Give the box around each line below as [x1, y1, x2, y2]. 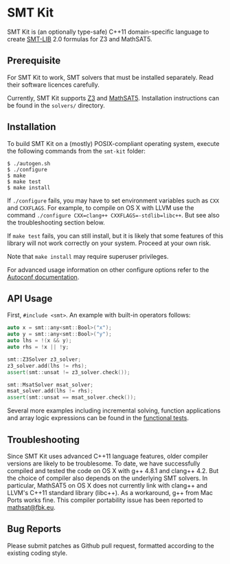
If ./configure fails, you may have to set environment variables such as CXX [7, 196, 220, 205]
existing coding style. [7, 549, 67, 557]
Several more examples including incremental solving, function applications [7, 406, 221, 415]
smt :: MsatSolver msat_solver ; [7, 381, 94, 388]
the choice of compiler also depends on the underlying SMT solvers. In [7, 474, 208, 482]
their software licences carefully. [7, 81, 100, 89]
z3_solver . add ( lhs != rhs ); [7, 362, 88, 369]
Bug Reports [7, 523, 62, 535]
